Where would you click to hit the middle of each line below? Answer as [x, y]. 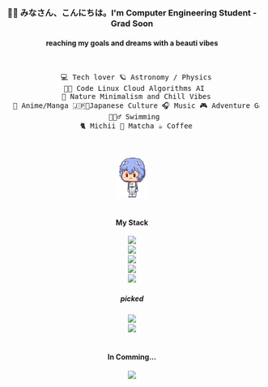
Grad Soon [132, 24]
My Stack [132, 222]
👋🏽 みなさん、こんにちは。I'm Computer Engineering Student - [132, 12]
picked [132, 299]
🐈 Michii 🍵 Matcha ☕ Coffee [136, 126]
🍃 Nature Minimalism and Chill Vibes [136, 97]
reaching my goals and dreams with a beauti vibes [132, 43]
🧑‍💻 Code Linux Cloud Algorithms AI [134, 88]
